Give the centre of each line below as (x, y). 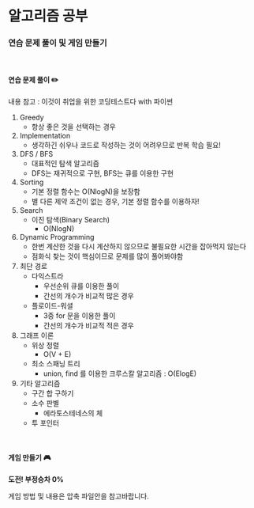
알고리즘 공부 (48, 16)
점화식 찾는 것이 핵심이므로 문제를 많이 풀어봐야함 (107, 256)
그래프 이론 (37, 335)
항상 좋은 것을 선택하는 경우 (73, 127)
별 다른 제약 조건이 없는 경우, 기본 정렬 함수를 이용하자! (115, 201)
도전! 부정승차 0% (36, 479)
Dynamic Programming (57, 237)
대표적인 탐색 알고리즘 (65, 163)
